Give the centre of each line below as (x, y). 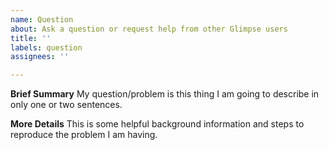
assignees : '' (40, 57)
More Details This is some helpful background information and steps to (157, 124)
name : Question (42, 19)
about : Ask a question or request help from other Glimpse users (149, 29)
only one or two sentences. (66, 105)
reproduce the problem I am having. (84, 135)
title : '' (31, 38)
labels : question (46, 47)
